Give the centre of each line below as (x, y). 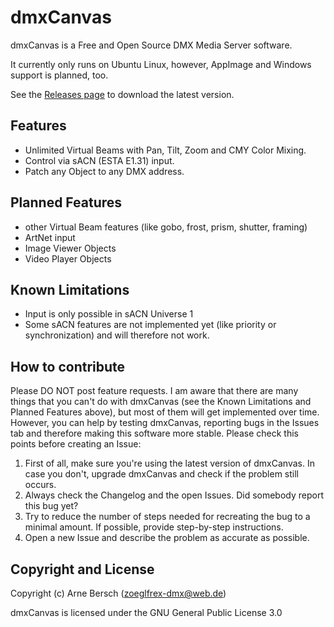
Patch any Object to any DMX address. (104, 171)
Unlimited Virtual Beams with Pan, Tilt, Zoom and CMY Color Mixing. (165, 150)
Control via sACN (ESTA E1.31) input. (99, 160)
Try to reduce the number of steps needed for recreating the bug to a (167, 517)
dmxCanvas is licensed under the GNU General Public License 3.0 (146, 612)
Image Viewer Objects (70, 248)
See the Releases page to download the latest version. (122, 94)
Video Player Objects (68, 258)
